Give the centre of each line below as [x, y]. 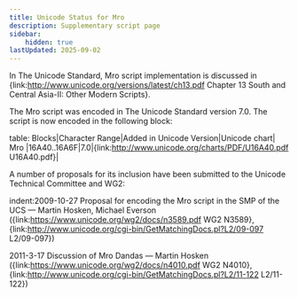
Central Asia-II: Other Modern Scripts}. [80, 95]
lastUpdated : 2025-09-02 [55, 51]
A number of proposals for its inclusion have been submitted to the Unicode [148, 175]
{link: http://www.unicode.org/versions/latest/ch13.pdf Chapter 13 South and [148, 85]
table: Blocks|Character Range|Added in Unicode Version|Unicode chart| [142, 138]
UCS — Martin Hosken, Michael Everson [83, 210]
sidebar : [25, 34]
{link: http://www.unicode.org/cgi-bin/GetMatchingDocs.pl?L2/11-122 [134, 275]
